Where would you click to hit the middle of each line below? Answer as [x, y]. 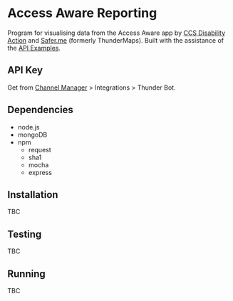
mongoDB [32, 134]
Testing [25, 234]
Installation [33, 195]
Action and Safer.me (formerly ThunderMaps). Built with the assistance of [116, 40]
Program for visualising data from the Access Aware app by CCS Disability [116, 33]
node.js [29, 127]
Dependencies [40, 110]
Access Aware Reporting [82, 13]
